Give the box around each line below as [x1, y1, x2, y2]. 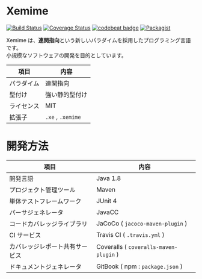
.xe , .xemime [44, 113, 81, 121]
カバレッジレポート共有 [9, 242, 76, 251]
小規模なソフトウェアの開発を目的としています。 [6, 51, 127, 58]
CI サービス [9, 231, 41, 239]
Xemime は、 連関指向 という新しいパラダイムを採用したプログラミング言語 [6, 36, 191, 43]
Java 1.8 [96, 174, 121, 182]
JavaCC [96, 208, 119, 216]
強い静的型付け [44, 90, 88, 99]
